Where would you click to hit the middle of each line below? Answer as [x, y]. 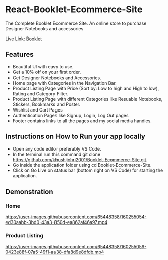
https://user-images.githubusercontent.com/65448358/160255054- [76, 217]
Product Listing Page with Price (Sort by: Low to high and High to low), [86, 88]
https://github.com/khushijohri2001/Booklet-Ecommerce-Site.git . [80, 159]
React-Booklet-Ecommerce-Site [74, 9]
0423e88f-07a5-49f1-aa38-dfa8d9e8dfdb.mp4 [55, 252]
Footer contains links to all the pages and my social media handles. [82, 121]
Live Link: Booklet [23, 39]
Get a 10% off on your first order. [47, 72]
